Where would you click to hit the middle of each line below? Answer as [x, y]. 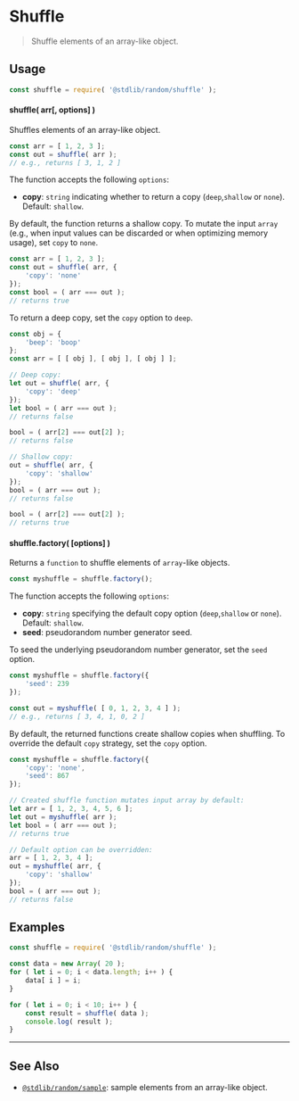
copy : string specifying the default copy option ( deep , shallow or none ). [152, 614]
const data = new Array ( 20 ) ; [67, 964]
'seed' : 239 [47, 684]
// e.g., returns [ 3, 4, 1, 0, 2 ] [77, 716]
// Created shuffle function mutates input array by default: [127, 800]
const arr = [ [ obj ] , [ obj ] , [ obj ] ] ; [93, 359]
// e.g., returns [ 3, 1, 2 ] [65, 162]
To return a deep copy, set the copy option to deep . [101, 318]
